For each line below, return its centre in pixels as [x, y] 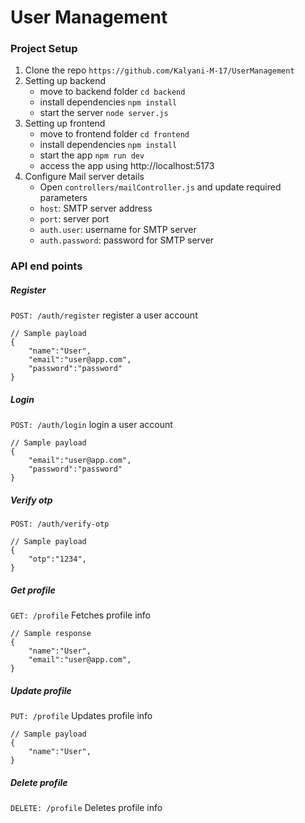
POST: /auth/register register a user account [104, 315]
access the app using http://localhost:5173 [127, 166]
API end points [46, 266]
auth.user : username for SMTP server [118, 230]
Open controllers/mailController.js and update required [160, 187]
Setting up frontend [65, 123]
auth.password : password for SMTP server [127, 240]
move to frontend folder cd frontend [114, 134]
